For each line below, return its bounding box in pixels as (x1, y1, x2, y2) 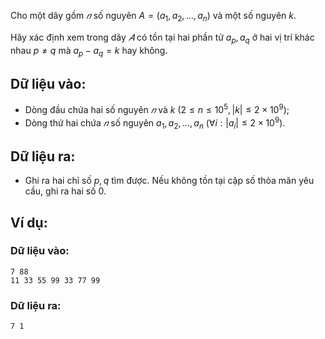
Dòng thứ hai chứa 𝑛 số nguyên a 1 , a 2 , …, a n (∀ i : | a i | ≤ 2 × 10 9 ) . (24, 115, 286, 131)
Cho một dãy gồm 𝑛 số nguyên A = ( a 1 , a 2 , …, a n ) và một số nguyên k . (10, 10, 297, 24)
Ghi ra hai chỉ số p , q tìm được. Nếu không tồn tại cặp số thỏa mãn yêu (24, 175, 315, 187)
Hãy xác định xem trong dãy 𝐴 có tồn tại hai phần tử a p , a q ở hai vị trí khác (10, 31, 315, 45)
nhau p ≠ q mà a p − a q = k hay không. (10, 44, 168, 59)
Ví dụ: (10, 214, 48, 231)
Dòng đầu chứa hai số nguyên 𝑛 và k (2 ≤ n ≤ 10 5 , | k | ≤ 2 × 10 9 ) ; (24, 102, 290, 115)
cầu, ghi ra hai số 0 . (24, 185, 107, 197)
